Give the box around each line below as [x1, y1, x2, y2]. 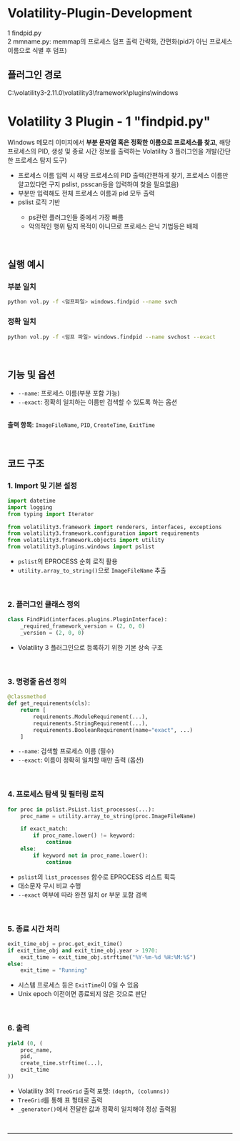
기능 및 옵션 [7, 368, 56, 381]
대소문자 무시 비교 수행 [17, 881, 81, 890]
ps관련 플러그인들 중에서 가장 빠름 [28, 213, 124, 221]
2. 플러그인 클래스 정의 [7, 599, 81, 609]
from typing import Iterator [7, 511, 94, 518]
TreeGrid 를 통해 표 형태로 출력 [17, 1095, 103, 1104]
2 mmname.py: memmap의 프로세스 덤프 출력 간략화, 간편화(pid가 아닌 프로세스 [7, 37, 233, 46]
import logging [7, 503, 53, 511]
